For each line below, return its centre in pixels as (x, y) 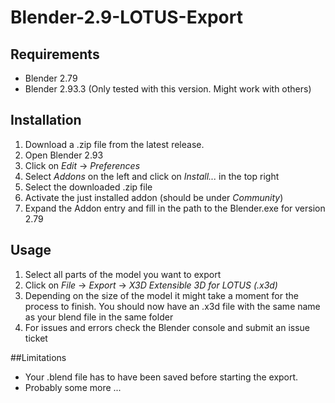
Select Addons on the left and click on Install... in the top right (152, 176)
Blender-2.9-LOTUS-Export (126, 17)
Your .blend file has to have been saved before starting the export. (161, 377)
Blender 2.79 (51, 78)
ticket (36, 338)
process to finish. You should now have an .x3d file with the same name (172, 306)
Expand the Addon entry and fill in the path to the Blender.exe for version (175, 208)
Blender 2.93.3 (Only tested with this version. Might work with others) (168, 89)
